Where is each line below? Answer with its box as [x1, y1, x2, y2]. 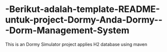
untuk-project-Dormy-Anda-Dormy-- [5, 14, 162, 25]
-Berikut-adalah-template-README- [5, 3, 160, 15]
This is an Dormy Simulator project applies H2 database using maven [5, 41, 147, 47]
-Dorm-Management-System [5, 25, 129, 36]
